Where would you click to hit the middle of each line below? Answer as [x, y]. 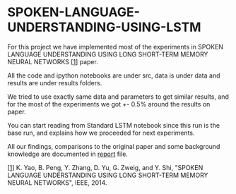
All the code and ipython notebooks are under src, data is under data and [114, 75]
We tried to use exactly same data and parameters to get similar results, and [118, 97]
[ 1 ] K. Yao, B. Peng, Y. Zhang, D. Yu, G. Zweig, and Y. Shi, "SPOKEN [105, 167]
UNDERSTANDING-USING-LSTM [104, 27]
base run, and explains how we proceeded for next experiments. [101, 133]
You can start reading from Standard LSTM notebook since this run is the [114, 125]
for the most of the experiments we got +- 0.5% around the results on [109, 104]
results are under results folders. [55, 83]
